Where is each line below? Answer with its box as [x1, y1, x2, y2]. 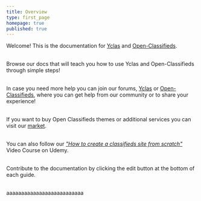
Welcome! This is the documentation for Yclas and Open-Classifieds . [6, 42, 177, 49]
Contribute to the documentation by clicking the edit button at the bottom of [6, 165, 195, 172]
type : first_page [6, 14, 50, 21]
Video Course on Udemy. [6, 147, 69, 154]
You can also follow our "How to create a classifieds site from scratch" [6, 140, 183, 148]
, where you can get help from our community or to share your [33, 91, 189, 98]
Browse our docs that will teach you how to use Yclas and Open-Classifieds [6, 60, 194, 68]
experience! [6, 98, 36, 105]
